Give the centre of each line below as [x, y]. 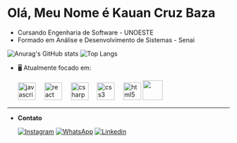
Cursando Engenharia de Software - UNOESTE [85, 32]
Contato [30, 118]
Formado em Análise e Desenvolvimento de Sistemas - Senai [106, 39]
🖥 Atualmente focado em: [54, 68]
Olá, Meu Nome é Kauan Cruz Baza [111, 13]
